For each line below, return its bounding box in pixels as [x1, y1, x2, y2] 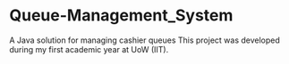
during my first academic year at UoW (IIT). [9, 44, 169, 54]
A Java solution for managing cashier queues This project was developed [9, 35, 280, 45]
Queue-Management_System [9, 5, 234, 26]
